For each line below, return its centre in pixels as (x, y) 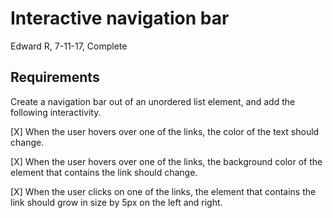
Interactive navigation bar (120, 18)
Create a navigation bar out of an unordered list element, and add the (153, 101)
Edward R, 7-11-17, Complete (69, 46)
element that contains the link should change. (104, 172)
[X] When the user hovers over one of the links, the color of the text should (165, 131)
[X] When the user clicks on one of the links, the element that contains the (163, 191)
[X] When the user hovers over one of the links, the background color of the (166, 161)
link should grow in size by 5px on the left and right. (116, 202)
